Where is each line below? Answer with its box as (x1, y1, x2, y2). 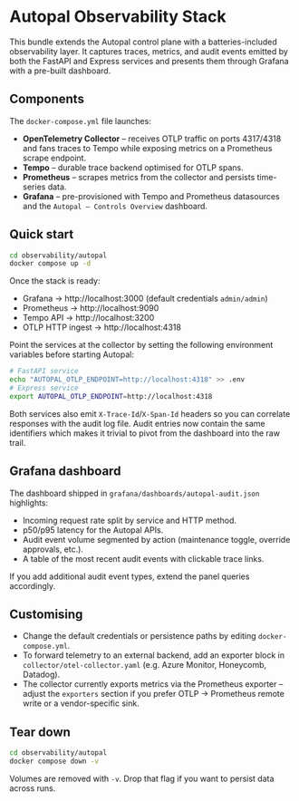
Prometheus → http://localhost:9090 (22, 303, 159, 314)
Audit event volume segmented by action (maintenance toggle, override (22, 534, 291, 545)
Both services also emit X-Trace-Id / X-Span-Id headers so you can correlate (9, 408, 291, 419)
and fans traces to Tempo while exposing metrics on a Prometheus (22, 142, 273, 153)
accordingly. (9, 580, 56, 591)
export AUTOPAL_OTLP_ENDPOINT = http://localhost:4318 (9, 391, 213, 400)
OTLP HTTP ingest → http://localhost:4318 (22, 322, 181, 333)
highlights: (9, 497, 49, 508)
